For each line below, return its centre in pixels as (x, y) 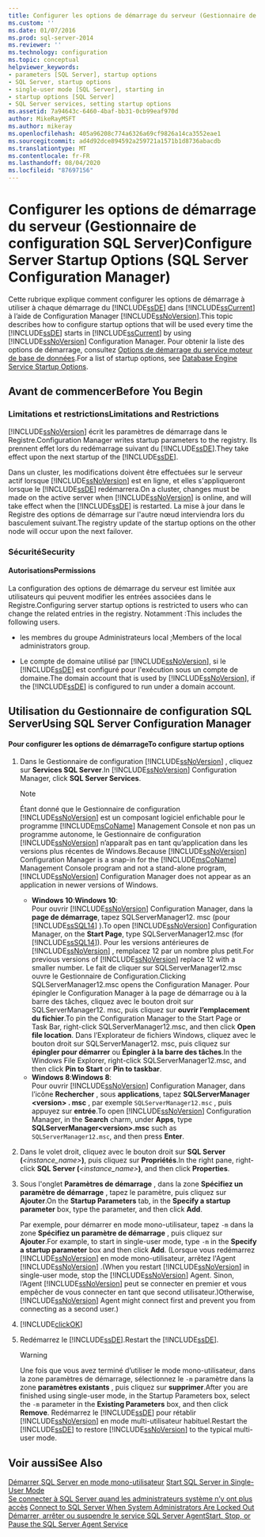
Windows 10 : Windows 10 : (75, 901)
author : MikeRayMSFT (42, 119)
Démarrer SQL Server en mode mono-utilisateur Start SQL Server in (119, 1482)
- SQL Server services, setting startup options (90, 104)
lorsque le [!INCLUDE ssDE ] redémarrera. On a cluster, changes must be (124, 489)
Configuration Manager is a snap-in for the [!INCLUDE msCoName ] (128, 860)
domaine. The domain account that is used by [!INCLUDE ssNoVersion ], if (137, 678)
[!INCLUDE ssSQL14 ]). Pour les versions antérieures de (120, 943)
